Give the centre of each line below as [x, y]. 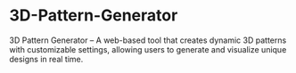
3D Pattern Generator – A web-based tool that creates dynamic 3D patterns [148, 40]
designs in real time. [46, 59]
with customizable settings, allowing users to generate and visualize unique [148, 49]
